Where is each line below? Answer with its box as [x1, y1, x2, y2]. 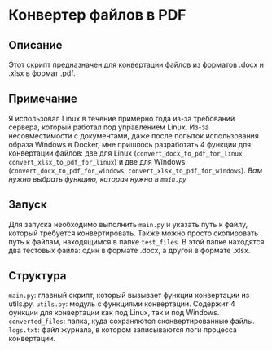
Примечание [8, 92, 77, 106]
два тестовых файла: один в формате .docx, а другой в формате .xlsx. [8, 245, 251, 255]
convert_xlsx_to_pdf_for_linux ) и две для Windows [8, 156, 186, 166]
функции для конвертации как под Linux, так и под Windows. [8, 308, 220, 318]
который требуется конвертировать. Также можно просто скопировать [8, 228, 259, 238]
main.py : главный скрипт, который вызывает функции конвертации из [8, 291, 250, 301]
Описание [8, 38, 63, 52]
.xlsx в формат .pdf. [8, 68, 76, 78]
